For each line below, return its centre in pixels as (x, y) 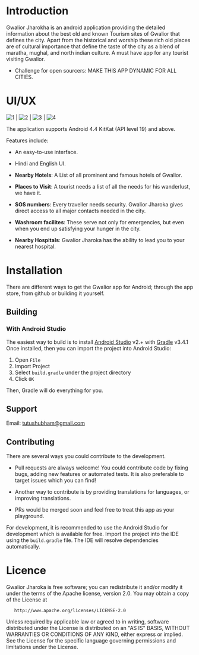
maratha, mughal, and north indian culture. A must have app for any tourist (97, 52)
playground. (29, 516)
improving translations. (43, 499)
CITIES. (24, 77)
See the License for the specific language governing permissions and (91, 641)
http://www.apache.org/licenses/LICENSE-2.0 (70, 611)
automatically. (23, 547)
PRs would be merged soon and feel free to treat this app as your (94, 510)
